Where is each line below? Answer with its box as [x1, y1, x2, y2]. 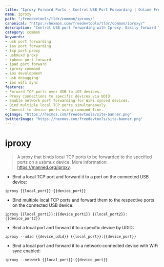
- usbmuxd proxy [5, 52, 38, 58]
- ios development [5, 71, 42, 76]
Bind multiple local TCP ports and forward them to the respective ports [12, 197, 155, 203]
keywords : [5, 35, 25, 40]
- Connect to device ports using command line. [5, 107, 104, 113]
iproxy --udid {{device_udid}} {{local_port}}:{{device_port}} [5, 234, 137, 239]
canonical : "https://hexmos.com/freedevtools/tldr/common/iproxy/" [5, 21, 145, 26]
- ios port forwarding [5, 44, 51, 49]
